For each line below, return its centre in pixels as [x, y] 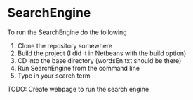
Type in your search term [54, 76]
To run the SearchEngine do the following [67, 32]
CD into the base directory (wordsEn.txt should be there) [99, 60]
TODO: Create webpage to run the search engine [78, 89]
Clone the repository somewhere [65, 45]
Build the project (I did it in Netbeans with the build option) [102, 53]
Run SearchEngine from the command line [79, 68]
